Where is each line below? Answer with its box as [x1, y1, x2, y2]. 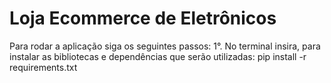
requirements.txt [9, 61, 78, 73]
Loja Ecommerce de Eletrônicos [9, 7, 277, 30]
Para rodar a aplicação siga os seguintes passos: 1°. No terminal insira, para [9, 40, 321, 52]
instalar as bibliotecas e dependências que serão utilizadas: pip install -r [9, 50, 307, 62]
